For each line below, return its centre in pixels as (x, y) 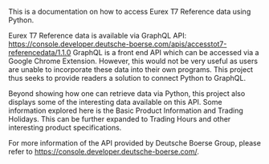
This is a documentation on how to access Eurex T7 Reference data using (130, 12)
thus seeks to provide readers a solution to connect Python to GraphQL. (127, 78)
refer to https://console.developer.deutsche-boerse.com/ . (104, 152)
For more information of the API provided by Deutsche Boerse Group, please (134, 143)
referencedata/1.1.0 (40, 52)
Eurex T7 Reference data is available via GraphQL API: (98, 36)
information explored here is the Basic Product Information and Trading (126, 110)
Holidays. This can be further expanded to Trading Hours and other (120, 119)
